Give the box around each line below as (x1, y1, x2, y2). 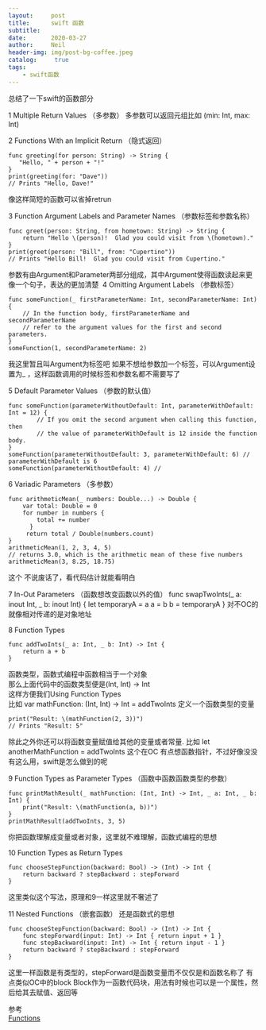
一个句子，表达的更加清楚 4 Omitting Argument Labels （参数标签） (14, 280, 238, 289)
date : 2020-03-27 (8, 33, 87, 42)
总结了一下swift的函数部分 (8, 93, 94, 103)
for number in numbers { (22, 509, 105, 517)
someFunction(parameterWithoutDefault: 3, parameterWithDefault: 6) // (8, 450, 250, 458)
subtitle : (8, 26, 41, 34)
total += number (37, 515, 91, 524)
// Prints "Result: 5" (8, 722, 83, 730)
